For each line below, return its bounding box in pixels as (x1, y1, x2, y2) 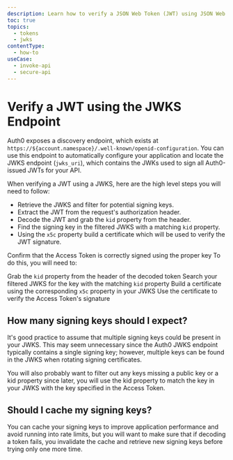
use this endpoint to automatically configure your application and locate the (7, 151, 224, 160)
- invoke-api (13, 62, 51, 69)
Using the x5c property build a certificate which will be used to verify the (17, 230, 225, 239)
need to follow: (7, 187, 50, 195)
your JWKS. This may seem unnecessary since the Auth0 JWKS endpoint (7, 341, 218, 349)
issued (7, 166, 26, 175)
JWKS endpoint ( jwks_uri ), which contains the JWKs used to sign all (7, 158, 204, 168)
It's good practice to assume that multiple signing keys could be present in (7, 333, 221, 342)
